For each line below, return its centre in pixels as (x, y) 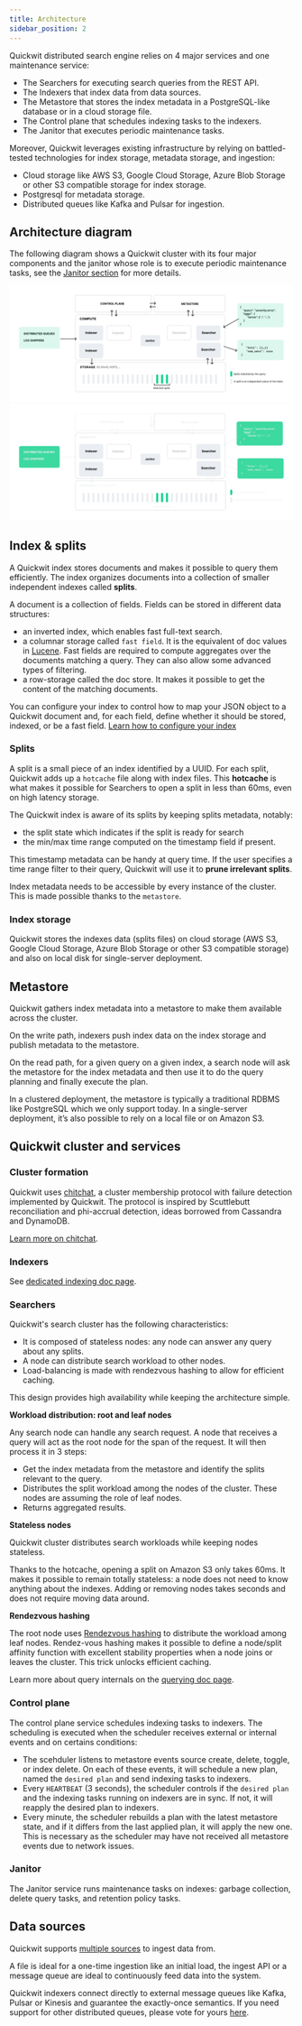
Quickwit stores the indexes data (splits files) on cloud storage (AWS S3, (144, 939)
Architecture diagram (71, 231)
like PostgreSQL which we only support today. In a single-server (128, 1108)
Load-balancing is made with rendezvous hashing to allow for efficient (153, 1371)
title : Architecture (48, 19)
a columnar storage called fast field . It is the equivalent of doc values (155, 641)
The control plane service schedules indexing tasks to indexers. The (136, 1723)
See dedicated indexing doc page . (73, 1281)
